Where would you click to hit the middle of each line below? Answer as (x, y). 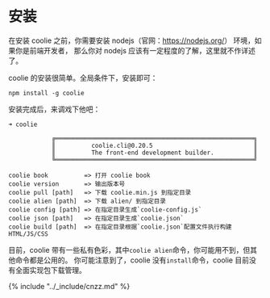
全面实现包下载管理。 (50, 270)
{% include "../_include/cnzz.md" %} (69, 286)
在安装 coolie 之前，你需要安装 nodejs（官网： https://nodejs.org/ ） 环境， (132, 40)
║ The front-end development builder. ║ (154, 153)
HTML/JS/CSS (28, 234)
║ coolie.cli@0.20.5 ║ (154, 145)
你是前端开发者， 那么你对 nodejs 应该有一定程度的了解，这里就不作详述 (135, 50)
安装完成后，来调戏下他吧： (54, 109)
